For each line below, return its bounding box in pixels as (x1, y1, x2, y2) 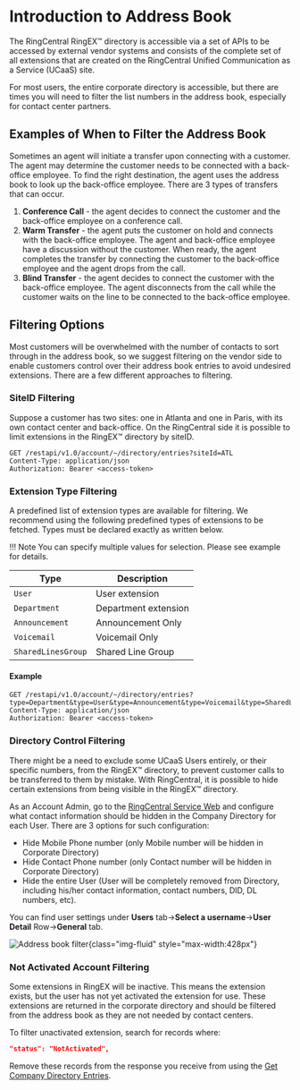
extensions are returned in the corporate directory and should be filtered (9, 1000, 277, 1010)
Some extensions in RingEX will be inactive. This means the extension (9, 981, 266, 992)
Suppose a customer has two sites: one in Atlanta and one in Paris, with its (9, 412, 283, 422)
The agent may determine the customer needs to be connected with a (9, 159, 267, 171)
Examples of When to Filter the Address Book (9, 127, 266, 142)
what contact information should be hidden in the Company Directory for (9, 810, 277, 821)
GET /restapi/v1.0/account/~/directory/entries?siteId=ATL (9, 448, 234, 457)
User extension (95, 588, 160, 600)
